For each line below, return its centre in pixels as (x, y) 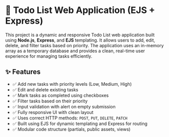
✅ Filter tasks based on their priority (50, 101)
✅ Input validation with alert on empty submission (64, 106)
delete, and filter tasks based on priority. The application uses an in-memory (84, 45)
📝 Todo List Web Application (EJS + (80, 10)
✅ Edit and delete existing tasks (45, 89)
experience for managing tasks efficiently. (49, 56)
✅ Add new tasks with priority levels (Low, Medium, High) (72, 84)
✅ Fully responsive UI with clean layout (53, 112)
